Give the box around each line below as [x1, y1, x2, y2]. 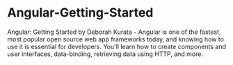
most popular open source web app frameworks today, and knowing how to [7, 35, 225, 43]
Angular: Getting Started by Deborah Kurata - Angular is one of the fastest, [7, 28, 221, 36]
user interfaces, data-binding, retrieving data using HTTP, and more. [7, 50, 204, 58]
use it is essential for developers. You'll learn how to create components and [7, 42, 227, 50]
